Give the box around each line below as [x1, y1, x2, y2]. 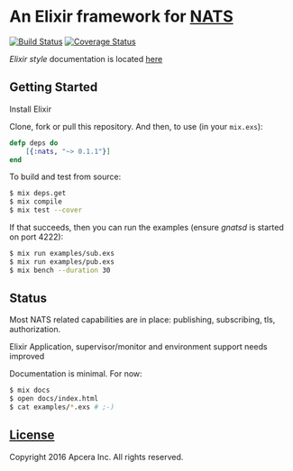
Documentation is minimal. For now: [9, 368, 142, 379]
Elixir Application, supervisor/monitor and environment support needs [9, 341, 268, 352]
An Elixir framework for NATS [9, 6, 233, 27]
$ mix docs [9, 385, 50, 395]
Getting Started [9, 79, 98, 95]
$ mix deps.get [9, 189, 67, 198]
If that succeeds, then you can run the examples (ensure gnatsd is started [9, 222, 284, 232]
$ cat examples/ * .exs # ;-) [9, 403, 115, 412]
